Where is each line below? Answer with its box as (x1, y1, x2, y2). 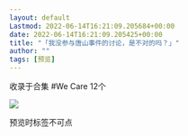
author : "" (9, 47, 50, 56)
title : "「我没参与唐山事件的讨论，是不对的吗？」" (9, 38, 180, 48)
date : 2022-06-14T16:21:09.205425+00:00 (9, 30, 164, 39)
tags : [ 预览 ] (9, 55, 56, 64)
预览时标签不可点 (9, 117, 73, 127)
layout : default (9, 13, 70, 23)
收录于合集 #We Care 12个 (9, 81, 106, 91)
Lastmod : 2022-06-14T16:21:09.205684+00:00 (9, 22, 175, 31)
